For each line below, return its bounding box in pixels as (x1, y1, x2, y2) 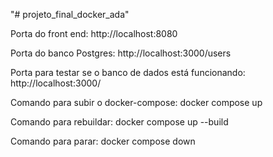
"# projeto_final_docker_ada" (10, 9, 130, 20)
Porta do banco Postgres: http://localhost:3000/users (10, 47, 232, 59)
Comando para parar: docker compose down (10, 135, 196, 147)
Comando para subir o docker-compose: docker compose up (10, 97, 263, 108)
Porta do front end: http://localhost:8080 (10, 28, 178, 39)
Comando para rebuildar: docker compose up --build (10, 116, 229, 128)
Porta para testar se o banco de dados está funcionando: (10, 67, 246, 78)
